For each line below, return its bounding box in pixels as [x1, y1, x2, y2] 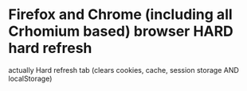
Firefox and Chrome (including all [8, 6, 233, 24]
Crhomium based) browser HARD [8, 22, 233, 40]
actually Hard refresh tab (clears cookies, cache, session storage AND [8, 65, 239, 74]
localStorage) [8, 74, 53, 83]
